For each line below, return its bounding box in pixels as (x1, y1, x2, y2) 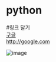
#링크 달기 (6, 24, 31, 31)
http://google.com (6, 38, 50, 45)
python (6, 4, 42, 17)
